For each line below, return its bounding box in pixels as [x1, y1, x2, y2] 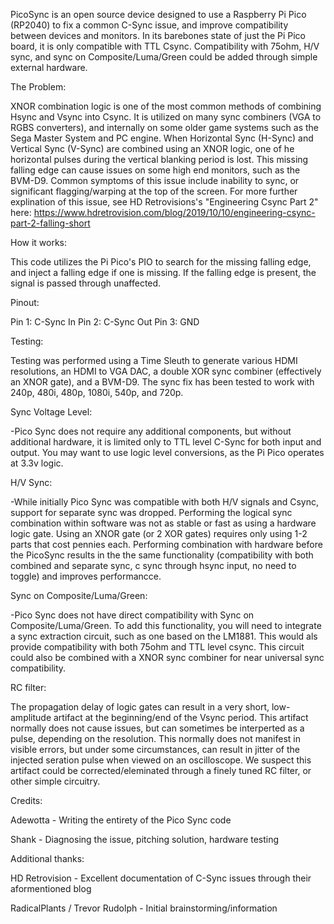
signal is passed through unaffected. [10, 277, 162, 289]
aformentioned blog [10, 883, 92, 894]
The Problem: [10, 81, 67, 93]
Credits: [10, 795, 43, 806]
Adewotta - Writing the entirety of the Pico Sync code [10, 814, 232, 826]
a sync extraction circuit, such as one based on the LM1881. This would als [10, 630, 318, 642]
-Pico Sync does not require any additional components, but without [10, 425, 292, 437]
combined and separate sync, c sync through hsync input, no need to [10, 560, 297, 571]
